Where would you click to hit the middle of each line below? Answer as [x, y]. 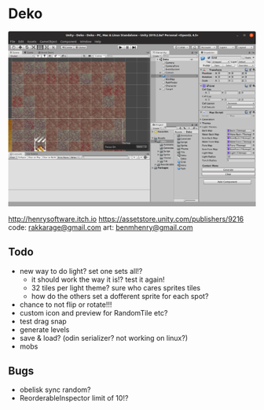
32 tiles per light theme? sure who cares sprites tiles [116, 287]
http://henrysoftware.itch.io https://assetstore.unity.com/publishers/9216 [126, 219]
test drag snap [43, 321]
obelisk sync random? [55, 390]
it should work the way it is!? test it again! [98, 279]
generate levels [44, 329]
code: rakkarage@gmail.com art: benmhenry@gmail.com [101, 227]
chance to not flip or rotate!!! [66, 305]
